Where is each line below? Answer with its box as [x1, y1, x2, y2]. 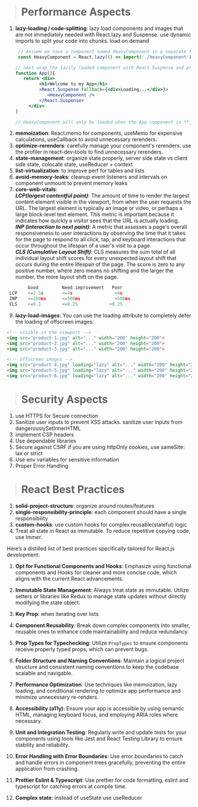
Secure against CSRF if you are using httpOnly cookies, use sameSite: [15, 443, 185, 451]
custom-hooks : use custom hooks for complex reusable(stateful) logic [15, 521, 187, 528]
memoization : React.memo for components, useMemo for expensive [15, 129, 183, 137]
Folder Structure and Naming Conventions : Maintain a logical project [15, 657, 184, 664]
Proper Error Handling [15, 462, 69, 469]
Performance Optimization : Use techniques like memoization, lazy [15, 681, 178, 688]
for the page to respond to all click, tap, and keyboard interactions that [15, 236, 186, 243]
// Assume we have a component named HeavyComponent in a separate [18, 48, 187, 55]
